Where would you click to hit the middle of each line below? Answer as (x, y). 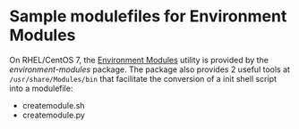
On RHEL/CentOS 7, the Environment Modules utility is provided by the (139, 60)
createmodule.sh (53, 105)
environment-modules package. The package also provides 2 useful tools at (150, 69)
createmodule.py (53, 115)
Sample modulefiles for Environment (148, 16)
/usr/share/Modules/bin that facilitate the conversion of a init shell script (143, 78)
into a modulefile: (41, 88)
